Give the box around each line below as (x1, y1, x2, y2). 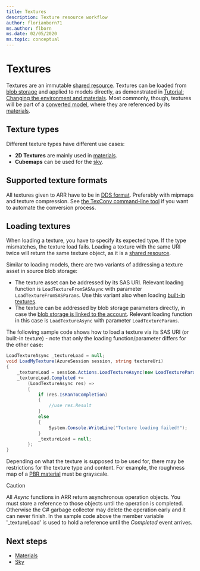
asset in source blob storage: (6, 268, 78, 275)
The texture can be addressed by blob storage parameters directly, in (14, 305, 186, 312)
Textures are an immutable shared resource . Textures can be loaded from (6, 82, 187, 89)
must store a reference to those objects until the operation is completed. (6, 500, 183, 507)
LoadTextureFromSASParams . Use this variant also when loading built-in (14, 291, 186, 299)
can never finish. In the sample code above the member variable (6, 513, 164, 520)
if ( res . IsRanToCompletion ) (37, 392, 108, 398)
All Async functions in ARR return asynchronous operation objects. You (6, 494, 180, 501)
